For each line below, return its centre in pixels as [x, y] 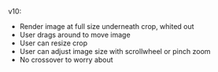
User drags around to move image [75, 35]
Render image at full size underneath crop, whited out [107, 26]
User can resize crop [54, 43]
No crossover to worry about [66, 59]
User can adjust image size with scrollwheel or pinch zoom [115, 51]
